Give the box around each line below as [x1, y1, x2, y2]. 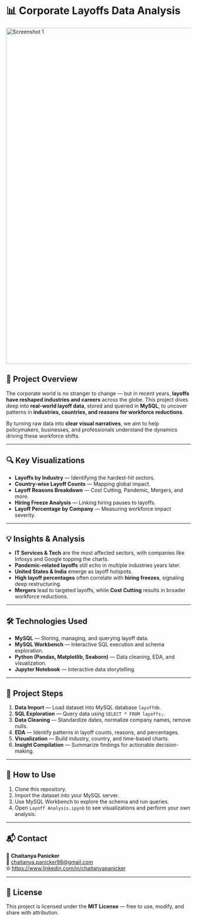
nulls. [14, 723, 28, 729]
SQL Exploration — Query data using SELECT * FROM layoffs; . [14, 710, 165, 717]
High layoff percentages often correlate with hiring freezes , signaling [14, 575, 185, 582]
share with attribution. [6, 909, 59, 916]
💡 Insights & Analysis [6, 533, 85, 543]
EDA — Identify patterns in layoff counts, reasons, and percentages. [14, 729, 180, 736]
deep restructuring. [14, 580, 62, 587]
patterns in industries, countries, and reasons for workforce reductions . [6, 408, 184, 416]
